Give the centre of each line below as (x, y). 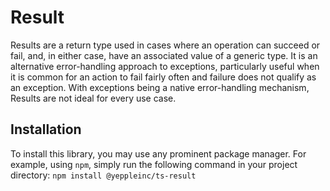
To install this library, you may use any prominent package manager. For (158, 153)
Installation (46, 129)
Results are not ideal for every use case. (93, 98)
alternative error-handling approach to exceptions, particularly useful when (165, 66)
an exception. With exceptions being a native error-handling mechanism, (160, 87)
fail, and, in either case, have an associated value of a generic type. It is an (164, 55)
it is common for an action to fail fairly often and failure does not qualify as (163, 77)
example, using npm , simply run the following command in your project (154, 164)
